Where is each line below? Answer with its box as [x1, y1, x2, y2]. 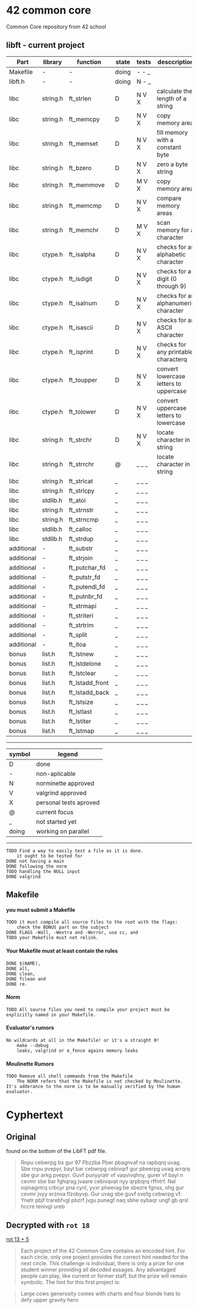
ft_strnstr [68, 506, 94, 514]
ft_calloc [68, 525, 93, 533]
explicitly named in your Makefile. [6, 1012, 96, 1018]
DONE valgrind [6, 873, 41, 879]
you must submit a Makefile [6, 906, 75, 913]
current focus [36, 808, 74, 816]
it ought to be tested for [16, 853, 83, 859]
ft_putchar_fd [68, 563, 106, 571]
